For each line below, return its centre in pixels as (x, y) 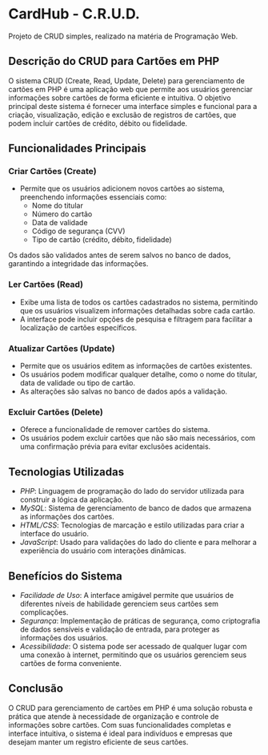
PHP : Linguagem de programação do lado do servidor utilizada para (132, 491)
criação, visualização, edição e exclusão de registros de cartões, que (122, 115)
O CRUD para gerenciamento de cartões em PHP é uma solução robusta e (131, 708)
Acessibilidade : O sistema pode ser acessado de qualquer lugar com (133, 646)
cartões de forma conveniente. (70, 663)
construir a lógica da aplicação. (72, 500)
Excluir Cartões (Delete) (56, 412)
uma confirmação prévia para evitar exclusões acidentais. (115, 446)
